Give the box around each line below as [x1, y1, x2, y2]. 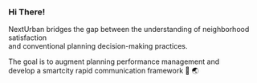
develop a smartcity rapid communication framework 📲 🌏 [8, 66, 199, 76]
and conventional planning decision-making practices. [8, 41, 188, 51]
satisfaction [8, 33, 47, 42]
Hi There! [8, 6, 46, 18]
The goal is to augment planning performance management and [8, 57, 220, 66]
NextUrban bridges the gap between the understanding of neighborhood [8, 25, 250, 34]
